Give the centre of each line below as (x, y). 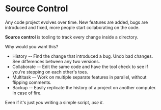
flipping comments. (32, 82)
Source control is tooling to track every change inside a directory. (72, 37)
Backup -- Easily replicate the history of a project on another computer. (84, 87)
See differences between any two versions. (56, 61)
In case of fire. (27, 93)
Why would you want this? (32, 46)
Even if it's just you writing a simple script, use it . (54, 102)
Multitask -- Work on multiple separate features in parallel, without (79, 77)
